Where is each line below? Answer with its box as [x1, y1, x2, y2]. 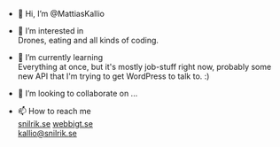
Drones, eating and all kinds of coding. [17, 35, 159, 45]
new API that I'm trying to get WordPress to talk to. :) [17, 71, 210, 81]
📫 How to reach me [17, 106, 91, 116]
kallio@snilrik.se [17, 128, 77, 138]
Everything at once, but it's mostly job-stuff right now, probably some [17, 62, 272, 72]
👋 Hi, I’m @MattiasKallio [17, 9, 105, 19]
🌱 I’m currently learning [17, 52, 104, 62]
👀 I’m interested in [17, 26, 84, 35]
